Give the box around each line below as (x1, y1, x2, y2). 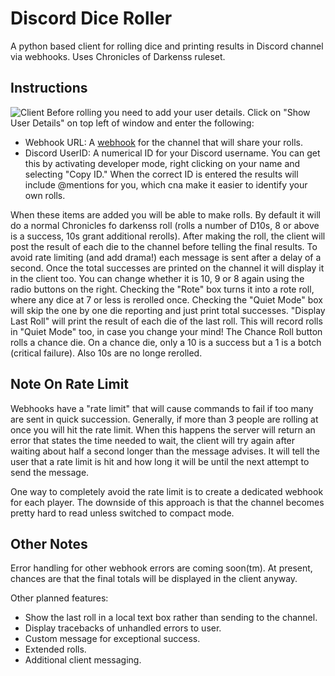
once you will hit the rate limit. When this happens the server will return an (10, 423, 316, 436)
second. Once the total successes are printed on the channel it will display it (10, 262, 325, 274)
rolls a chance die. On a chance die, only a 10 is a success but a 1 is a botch (10, 336, 322, 348)
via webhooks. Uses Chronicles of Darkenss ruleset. (10, 50, 226, 62)
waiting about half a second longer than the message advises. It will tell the (10, 445, 320, 457)
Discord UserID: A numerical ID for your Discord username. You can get (24, 147, 321, 159)
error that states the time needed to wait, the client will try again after (10, 434, 296, 446)
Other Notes (10, 535, 88, 552)
